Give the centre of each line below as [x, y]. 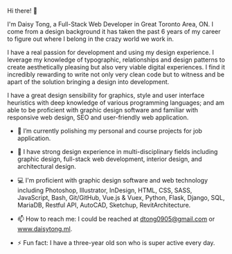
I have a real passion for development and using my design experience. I [111, 52]
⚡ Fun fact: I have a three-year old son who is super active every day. [116, 243]
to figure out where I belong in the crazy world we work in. [91, 39]
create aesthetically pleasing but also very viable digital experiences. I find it [116, 67]
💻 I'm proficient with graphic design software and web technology [113, 180]
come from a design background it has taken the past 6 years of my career [114, 32]
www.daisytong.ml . [45, 229]
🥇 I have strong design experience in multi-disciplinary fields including [117, 152]
